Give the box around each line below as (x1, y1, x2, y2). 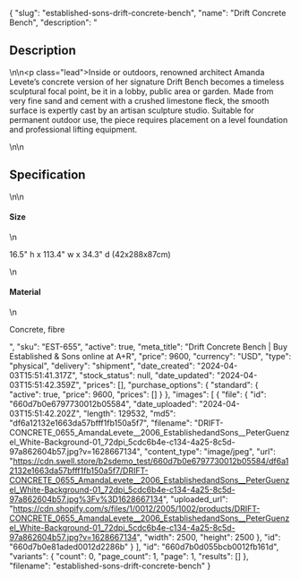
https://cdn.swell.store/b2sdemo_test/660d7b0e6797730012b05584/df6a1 (13, 456, 289, 467)
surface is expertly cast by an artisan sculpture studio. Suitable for (9, 105, 255, 116)
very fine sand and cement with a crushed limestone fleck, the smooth (9, 95, 270, 106)
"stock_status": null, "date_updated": (79, 370, 215, 381)
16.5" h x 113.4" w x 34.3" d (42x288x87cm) (9, 248, 172, 259)
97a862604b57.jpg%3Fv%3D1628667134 (9, 494, 164, 505)
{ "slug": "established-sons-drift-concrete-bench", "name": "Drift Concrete (9, 8, 287, 18)
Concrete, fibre (9, 324, 65, 335)
